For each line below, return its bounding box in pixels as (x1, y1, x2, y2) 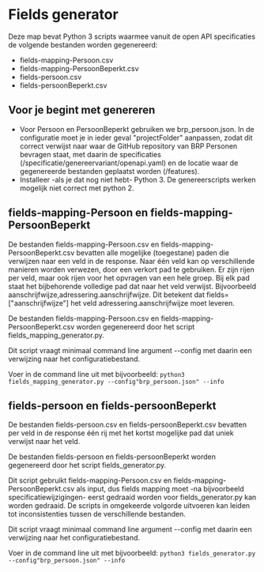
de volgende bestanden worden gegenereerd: (8, 40, 158, 49)
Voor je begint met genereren (8, 103, 156, 117)
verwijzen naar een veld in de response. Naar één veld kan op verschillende (8, 256, 255, 265)
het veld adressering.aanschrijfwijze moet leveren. (70, 298, 236, 307)
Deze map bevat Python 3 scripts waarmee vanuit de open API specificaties (8, 32, 255, 41)
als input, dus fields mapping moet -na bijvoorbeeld (76, 484, 245, 494)
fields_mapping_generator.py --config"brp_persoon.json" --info (8, 378, 224, 386)
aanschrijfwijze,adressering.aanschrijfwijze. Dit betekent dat (8, 290, 206, 299)
